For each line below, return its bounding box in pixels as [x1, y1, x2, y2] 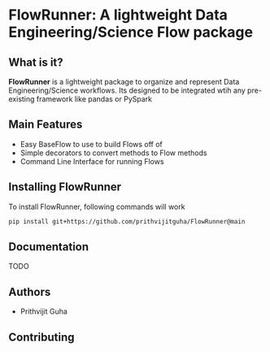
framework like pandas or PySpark [36, 94, 153, 103]
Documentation [8, 240, 89, 254]
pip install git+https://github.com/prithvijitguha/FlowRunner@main [8, 217, 246, 225]
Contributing [8, 330, 75, 344]
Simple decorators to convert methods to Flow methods [20, 148, 207, 158]
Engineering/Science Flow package [8, 23, 254, 41]
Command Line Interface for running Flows [20, 156, 164, 166]
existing [8, 94, 35, 103]
